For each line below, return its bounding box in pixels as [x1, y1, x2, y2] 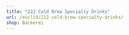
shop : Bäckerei [6, 20, 44, 26]
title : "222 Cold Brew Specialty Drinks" [6, 8, 111, 15]
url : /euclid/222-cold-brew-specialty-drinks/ [6, 14, 124, 20]
